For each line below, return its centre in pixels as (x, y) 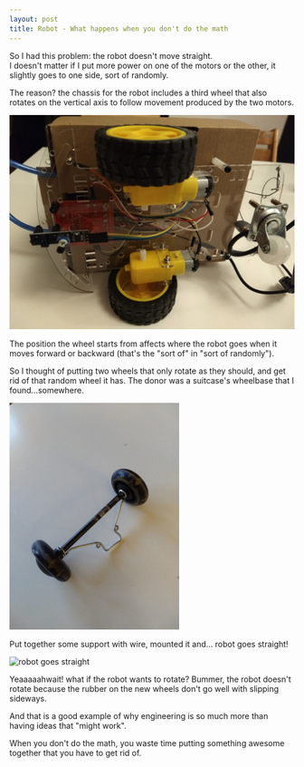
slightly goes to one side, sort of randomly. (89, 75)
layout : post (34, 19)
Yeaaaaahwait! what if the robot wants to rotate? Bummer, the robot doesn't (150, 679)
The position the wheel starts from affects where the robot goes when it (143, 344)
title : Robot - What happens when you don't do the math (119, 29)
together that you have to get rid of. (76, 752)
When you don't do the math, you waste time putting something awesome (147, 743)
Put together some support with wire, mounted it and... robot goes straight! (149, 644)
